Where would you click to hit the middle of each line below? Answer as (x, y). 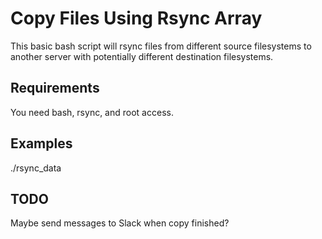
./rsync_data (36, 168)
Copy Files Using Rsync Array (136, 18)
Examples (41, 143)
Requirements (55, 88)
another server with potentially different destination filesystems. (142, 56)
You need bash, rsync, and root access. (92, 112)
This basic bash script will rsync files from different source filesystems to (161, 46)
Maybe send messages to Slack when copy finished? (120, 223)
